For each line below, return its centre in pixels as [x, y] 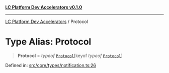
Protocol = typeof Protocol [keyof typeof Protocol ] [70, 55]
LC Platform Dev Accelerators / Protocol [47, 21]
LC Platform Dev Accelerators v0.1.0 [44, 7]
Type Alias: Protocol [48, 42]
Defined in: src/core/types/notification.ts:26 [51, 65]
